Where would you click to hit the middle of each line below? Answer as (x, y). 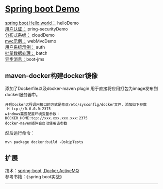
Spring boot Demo (42, 9)
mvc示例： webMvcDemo (31, 41)
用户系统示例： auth (25, 47)
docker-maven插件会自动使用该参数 (36, 123)
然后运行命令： (20, 133)
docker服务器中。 (23, 94)
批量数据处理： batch (26, 53)
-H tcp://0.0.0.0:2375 (28, 109)
